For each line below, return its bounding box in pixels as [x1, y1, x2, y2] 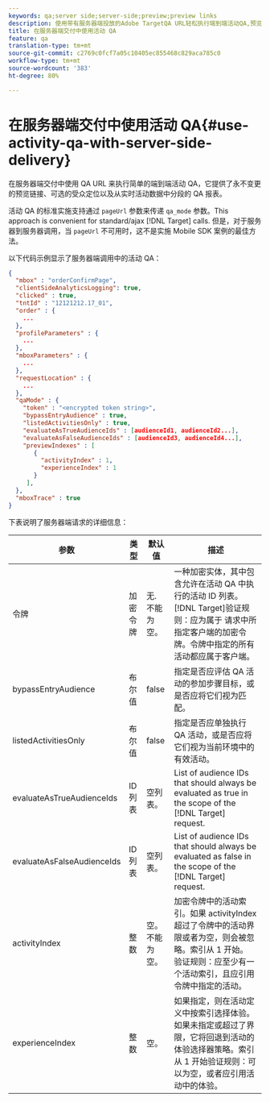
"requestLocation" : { [15, 374, 92, 382]
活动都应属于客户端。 [174, 651, 255, 662]
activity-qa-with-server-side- [8, 134, 213, 152]
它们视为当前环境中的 [174, 741, 255, 752]
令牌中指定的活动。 [174, 980, 247, 992]
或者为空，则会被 [182, 932, 247, 943]
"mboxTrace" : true [15, 493, 81, 502]
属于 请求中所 [206, 614, 257, 626]
